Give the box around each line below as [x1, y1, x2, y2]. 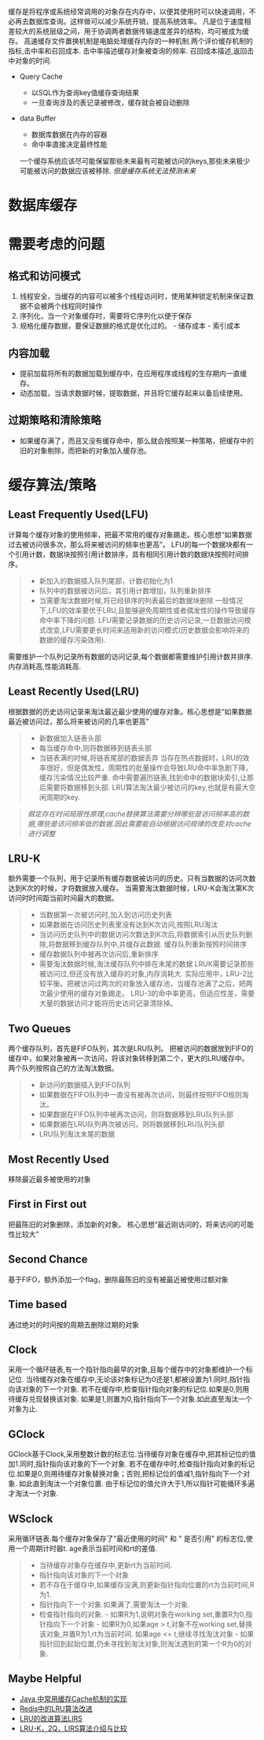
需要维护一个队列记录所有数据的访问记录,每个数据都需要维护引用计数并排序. [8, 651, 254, 661]
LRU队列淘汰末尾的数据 [38, 1130, 115, 1139]
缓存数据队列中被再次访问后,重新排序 [38, 949, 159, 959]
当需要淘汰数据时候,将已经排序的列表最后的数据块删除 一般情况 [38, 595, 244, 605]
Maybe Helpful [8, 1672, 82, 1686]
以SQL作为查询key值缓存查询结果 [31, 88, 140, 97]
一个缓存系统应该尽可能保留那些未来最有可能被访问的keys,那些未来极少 [19, 157, 251, 165]
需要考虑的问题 [8, 235, 105, 253]
